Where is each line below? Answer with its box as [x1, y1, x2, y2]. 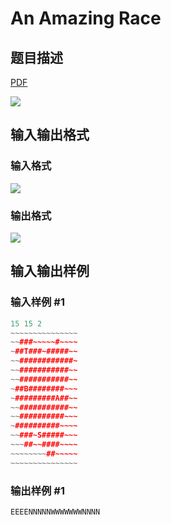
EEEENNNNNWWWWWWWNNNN [10, 507, 101, 517]
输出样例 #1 [10, 483, 65, 497]
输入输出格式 [10, 127, 90, 144]
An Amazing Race [10, 7, 162, 30]
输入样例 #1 [10, 295, 65, 309]
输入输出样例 [10, 263, 90, 280]
